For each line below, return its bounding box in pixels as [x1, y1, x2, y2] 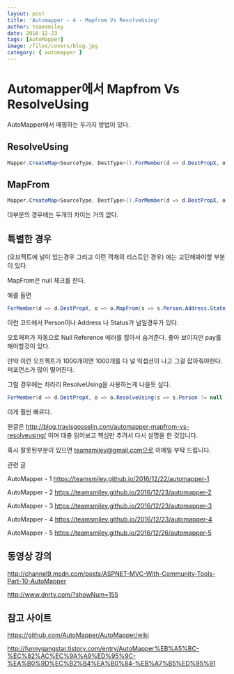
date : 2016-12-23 [7, 29, 58, 37]
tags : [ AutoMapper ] [7, 36, 64, 43]
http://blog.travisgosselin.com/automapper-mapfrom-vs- [25, 422, 189, 430]
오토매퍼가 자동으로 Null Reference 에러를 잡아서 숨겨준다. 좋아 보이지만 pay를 [7, 333, 221, 341]
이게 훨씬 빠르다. [7, 407, 52, 416]
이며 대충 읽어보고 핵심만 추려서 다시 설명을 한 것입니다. [47, 431, 198, 439]
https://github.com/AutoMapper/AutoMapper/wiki [7, 631, 150, 639]
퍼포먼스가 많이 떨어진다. [7, 365, 75, 373]
